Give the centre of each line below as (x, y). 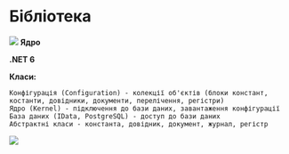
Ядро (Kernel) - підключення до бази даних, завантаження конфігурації (144, 109)
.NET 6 (22, 59)
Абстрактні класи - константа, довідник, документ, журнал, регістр (139, 124)
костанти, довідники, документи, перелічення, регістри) (117, 101)
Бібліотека (50, 16)
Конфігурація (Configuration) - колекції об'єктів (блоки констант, (139, 93)
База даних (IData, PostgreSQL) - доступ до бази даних (115, 116)
